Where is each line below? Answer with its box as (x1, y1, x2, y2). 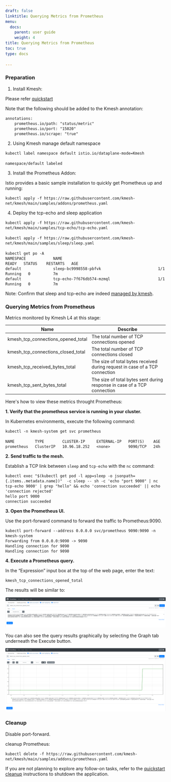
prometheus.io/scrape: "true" (14, 131, 79, 136)
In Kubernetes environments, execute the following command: (5, 418, 135, 424)
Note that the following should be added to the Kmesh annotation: (5, 105, 144, 112)
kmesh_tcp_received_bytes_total (7, 364, 76, 370)
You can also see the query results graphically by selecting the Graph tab (5, 633, 159, 639)
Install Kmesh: (12, 86, 42, 92)
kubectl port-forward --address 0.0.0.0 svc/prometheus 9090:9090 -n (5, 528, 156, 534)
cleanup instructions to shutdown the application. (5, 771, 109, 777)
